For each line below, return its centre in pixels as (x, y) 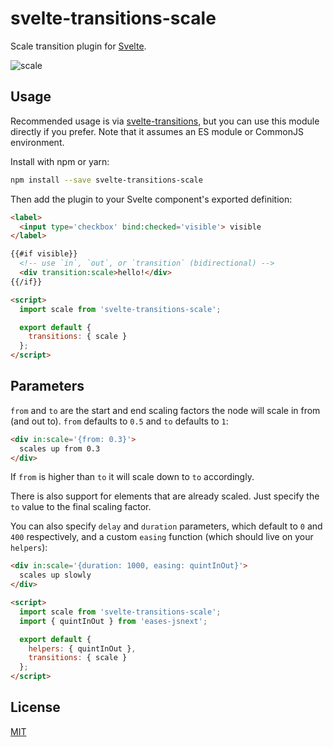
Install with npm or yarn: (60, 161)
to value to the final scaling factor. (81, 507)
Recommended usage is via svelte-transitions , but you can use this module (165, 121)
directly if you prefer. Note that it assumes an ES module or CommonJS (157, 131)
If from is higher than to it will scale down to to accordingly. (132, 477)
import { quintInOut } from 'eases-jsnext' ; (113, 621)
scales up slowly (55, 575)
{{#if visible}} (44, 254)
